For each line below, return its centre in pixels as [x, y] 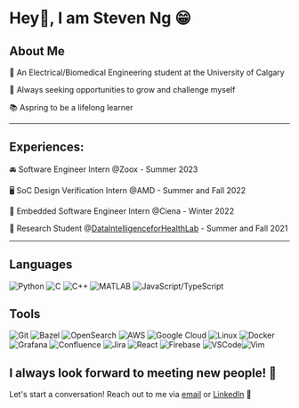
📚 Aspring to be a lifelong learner [71, 107]
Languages [41, 265]
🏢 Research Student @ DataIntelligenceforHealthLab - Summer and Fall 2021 [149, 228]
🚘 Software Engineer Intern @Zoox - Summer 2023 [104, 169]
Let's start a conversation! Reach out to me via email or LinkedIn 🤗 [130, 395]
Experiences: [47, 147]
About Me [37, 51]
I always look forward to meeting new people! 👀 [143, 373]
